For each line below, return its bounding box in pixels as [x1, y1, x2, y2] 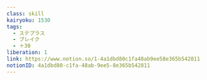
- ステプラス [13, 29, 45, 37]
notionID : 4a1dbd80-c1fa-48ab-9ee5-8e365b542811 [6, 62, 151, 69]
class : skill [6, 10, 45, 17]
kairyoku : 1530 [6, 17, 51, 24]
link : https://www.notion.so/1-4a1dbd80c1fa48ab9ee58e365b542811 [6, 56, 200, 63]
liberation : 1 [6, 49, 48, 56]
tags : [6, 23, 22, 30]
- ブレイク [13, 36, 40, 43]
